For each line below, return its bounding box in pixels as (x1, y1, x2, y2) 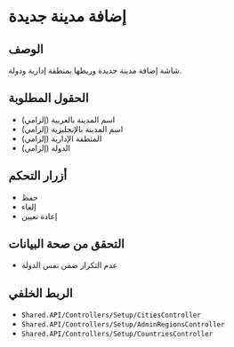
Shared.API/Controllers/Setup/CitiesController (20, 311, 201, 320)
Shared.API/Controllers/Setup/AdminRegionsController (20, 320, 225, 329)
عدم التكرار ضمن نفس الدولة (20, 260, 117, 271)
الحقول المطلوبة (8, 91, 89, 106)
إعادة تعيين (20, 210, 58, 221)
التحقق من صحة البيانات (8, 237, 125, 252)
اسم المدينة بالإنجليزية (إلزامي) (20, 123, 124, 134)
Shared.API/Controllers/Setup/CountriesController (20, 330, 214, 339)
